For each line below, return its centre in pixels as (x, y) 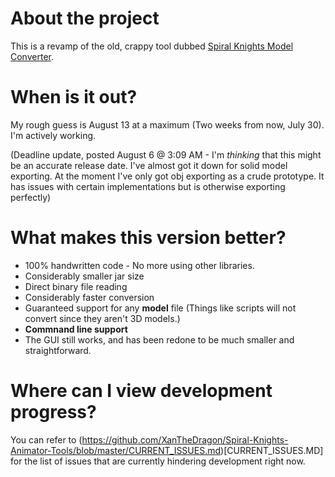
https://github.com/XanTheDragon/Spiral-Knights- (185, 439)
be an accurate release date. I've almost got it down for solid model (149, 165)
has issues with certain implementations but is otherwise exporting (148, 186)
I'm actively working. (53, 135)
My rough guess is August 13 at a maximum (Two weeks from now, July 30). (167, 124)
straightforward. (58, 350)
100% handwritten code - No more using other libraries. (139, 265)
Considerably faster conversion (89, 297)
